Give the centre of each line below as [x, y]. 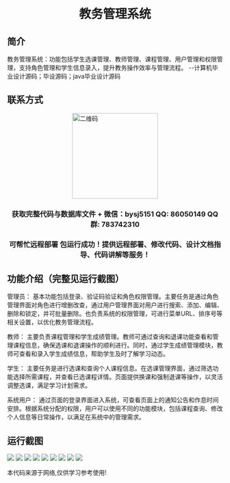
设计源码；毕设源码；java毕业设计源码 [67, 76]
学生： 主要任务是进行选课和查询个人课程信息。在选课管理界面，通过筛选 [110, 368]
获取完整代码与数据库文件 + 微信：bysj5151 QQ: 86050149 [108, 214]
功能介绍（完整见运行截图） [66, 279]
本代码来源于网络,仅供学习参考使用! [57, 473]
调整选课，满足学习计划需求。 [49, 386]
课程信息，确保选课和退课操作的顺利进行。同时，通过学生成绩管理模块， [115, 345]
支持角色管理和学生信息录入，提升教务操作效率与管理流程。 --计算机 [115, 68]
